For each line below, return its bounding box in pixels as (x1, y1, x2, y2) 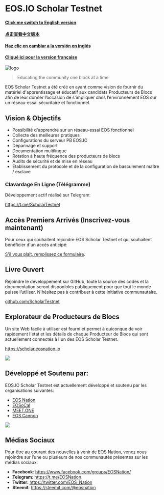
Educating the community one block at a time (17, 75, 109, 81)
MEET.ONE (12, 407, 34, 413)
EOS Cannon (12, 412, 38, 418)
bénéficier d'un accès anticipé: (5, 242, 68, 248)
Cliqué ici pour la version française (5, 54, 77, 60)
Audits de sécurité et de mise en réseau (12, 158, 93, 164)
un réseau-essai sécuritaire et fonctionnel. (5, 100, 91, 106)
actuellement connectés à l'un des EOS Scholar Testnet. (5, 336, 118, 342)
